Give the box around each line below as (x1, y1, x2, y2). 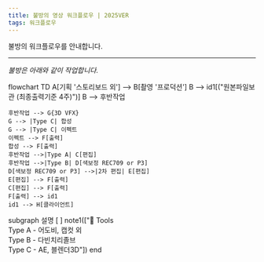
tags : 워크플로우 (8, 19, 57, 27)
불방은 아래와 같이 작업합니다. (8, 65, 99, 75)
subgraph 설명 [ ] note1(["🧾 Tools (8, 215, 114, 224)
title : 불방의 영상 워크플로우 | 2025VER (8, 11, 130, 20)
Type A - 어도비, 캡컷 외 (8, 225, 82, 235)
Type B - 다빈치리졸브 (8, 235, 76, 244)
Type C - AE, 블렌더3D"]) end (8, 245, 102, 254)
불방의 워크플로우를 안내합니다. (8, 41, 104, 51)
